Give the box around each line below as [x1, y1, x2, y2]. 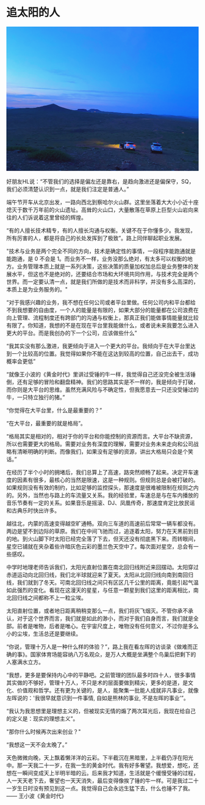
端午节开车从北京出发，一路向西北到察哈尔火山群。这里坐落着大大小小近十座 [6, 198, 199, 206]
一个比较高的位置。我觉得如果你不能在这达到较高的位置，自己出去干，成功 [11, 350, 199, 358]
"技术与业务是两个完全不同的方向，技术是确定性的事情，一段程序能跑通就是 [6, 247, 196, 255]
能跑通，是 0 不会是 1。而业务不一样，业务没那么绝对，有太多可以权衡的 [6, 255, 188, 263]
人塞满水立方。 [6, 659, 44, 666]
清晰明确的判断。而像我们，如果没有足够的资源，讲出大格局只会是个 [16, 448, 188, 455]
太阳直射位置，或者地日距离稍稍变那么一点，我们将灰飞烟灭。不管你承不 [6, 607, 188, 615]
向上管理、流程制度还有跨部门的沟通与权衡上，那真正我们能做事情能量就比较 [6, 314, 199, 321]
